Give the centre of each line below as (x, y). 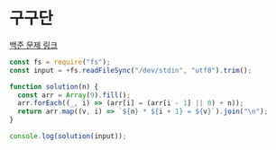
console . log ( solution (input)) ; (68, 137)
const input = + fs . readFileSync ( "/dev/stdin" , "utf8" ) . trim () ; (131, 70)
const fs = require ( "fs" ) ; (60, 62)
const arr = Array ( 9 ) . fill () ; (74, 95)
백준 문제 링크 (34, 45)
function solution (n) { (54, 86)
